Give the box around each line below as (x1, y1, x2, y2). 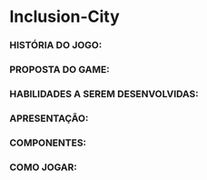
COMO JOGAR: (9, 161, 77, 174)
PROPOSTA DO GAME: (9, 64, 111, 76)
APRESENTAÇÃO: (9, 112, 89, 125)
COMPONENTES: (9, 136, 87, 149)
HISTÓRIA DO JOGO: (9, 39, 103, 52)
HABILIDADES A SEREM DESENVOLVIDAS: (9, 87, 200, 100)
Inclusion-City (9, 6, 120, 27)
